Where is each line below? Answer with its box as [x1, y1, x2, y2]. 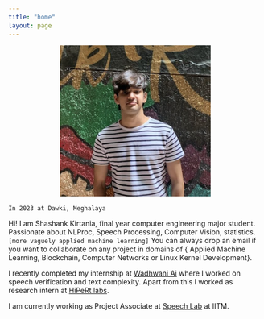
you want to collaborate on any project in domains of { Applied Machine [8, 244, 246, 254]
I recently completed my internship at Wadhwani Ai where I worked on [8, 268, 241, 278]
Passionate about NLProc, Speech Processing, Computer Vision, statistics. [8, 226, 256, 237]
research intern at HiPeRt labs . [8, 285, 109, 295]
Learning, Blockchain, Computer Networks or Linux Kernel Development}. [8, 252, 252, 262]
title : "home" [8, 13, 56, 21]
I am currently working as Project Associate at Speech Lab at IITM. [8, 300, 229, 310]
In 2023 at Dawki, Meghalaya [8, 204, 106, 213]
